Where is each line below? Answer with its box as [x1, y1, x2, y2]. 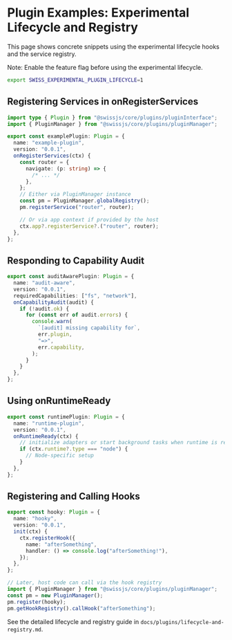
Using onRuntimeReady [7, 395, 111, 407]
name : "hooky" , [13, 515, 57, 522]
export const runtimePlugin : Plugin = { [7, 413, 126, 420]
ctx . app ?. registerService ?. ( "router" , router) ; [19, 223, 159, 230]
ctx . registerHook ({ [19, 534, 76, 541]
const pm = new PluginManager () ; [7, 592, 104, 599]
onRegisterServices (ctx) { [13, 152, 91, 159]
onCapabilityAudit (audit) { [13, 299, 95, 306]
